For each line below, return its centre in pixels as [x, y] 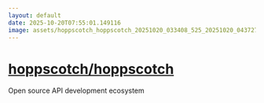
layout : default [35, 15]
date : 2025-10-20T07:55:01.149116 [65, 23]
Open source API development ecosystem [77, 90]
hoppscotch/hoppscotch [91, 69]
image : [19, 30]
